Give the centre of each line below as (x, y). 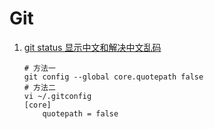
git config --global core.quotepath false (113, 77)
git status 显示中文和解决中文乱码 (92, 47)
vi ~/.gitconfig (57, 96)
